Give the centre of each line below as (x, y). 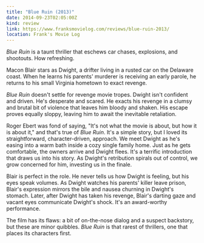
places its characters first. (39, 233)
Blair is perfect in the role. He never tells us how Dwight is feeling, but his (98, 176)
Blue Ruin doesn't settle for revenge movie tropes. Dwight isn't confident (97, 95)
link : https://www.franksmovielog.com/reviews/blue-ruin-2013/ (88, 29)
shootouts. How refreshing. (40, 58)
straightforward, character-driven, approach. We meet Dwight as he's (93, 139)
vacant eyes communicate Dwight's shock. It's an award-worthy (87, 202)
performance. (23, 209)
